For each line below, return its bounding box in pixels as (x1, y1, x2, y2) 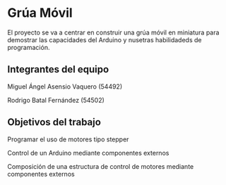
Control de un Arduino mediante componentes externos (7, 148, 169, 157)
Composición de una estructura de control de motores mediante (7, 162, 194, 170)
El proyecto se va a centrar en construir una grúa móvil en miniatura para (7, 28, 220, 37)
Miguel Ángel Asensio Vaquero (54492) (7, 82, 123, 91)
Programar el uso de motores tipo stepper (7, 135, 129, 143)
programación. (7, 43, 50, 51)
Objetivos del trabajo (7, 116, 101, 128)
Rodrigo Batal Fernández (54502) (7, 96, 105, 104)
